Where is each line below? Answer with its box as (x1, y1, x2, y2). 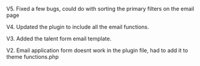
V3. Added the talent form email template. (6, 35, 112, 42)
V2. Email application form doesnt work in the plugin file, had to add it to (6, 47, 188, 54)
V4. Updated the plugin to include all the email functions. (6, 24, 149, 30)
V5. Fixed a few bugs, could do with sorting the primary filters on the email (6, 5, 194, 12)
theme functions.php (6, 53, 59, 60)
